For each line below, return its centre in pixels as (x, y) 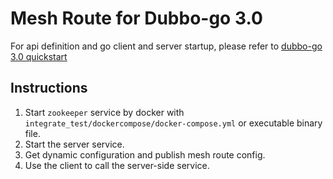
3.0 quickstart (39, 56)
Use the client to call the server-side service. (117, 165)
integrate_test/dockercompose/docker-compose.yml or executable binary (173, 123)
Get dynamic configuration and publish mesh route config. (145, 154)
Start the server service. (74, 144)
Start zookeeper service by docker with (104, 112)
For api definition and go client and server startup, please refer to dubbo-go (166, 46)
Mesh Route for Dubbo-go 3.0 (136, 18)
